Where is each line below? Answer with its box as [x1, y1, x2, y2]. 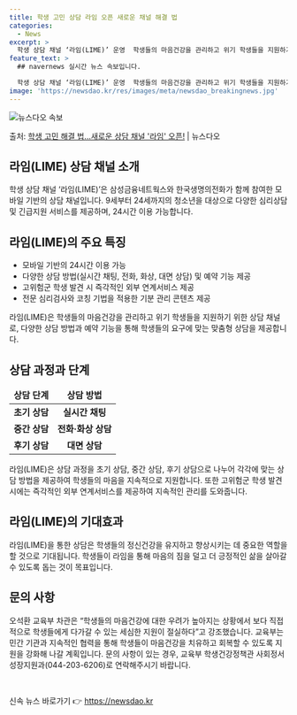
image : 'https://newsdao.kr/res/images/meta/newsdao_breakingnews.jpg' [9, 86, 278, 96]
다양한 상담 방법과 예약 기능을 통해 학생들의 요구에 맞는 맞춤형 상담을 [20, 323, 256, 334]
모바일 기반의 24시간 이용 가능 [21, 260, 126, 271]
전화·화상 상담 [57, 423, 112, 435]
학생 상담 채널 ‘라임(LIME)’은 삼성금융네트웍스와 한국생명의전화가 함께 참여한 [9, 184, 274, 195]
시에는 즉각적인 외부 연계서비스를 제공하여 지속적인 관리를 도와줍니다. [9, 486, 247, 496]
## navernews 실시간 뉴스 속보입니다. [17, 63, 141, 72]
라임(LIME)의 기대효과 [9, 514, 124, 529]
